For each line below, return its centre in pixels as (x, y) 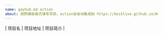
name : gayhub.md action (29, 9)
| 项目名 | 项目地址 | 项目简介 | (35, 28)
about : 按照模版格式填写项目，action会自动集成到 (50, 14)
